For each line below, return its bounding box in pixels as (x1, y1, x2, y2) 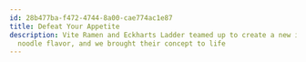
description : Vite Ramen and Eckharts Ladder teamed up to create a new (9, 30, 291, 39)
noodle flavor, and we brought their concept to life (17, 38, 226, 48)
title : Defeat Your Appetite (9, 22, 120, 31)
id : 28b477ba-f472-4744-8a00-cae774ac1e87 (9, 13, 173, 23)
